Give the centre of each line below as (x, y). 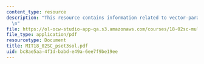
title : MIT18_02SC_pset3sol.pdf (47, 46)
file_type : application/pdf (42, 35)
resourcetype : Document (36, 40)
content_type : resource (36, 12)
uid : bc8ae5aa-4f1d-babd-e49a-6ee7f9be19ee (62, 52)
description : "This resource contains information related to (87, 18)
